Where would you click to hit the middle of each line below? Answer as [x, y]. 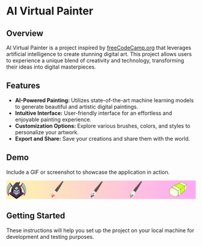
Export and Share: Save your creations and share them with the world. [103, 138]
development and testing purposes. [50, 236]
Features [23, 86]
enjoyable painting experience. [53, 119]
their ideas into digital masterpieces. [51, 67]
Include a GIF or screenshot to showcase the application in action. [88, 172]
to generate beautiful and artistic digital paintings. [76, 106]
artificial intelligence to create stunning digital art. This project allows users [99, 54]
